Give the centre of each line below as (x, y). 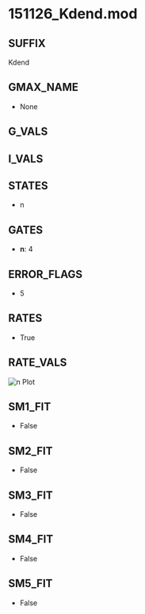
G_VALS (28, 132)
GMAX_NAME (44, 87)
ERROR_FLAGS (46, 274)
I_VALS (26, 159)
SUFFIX (27, 43)
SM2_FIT (31, 451)
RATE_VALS (38, 363)
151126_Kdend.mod (73, 14)
